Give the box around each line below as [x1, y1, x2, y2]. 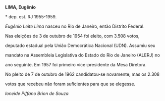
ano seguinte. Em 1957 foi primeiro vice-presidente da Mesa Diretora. [5, 62, 147, 67]
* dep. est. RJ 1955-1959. [5, 14, 57, 19]
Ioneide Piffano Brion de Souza [5, 91, 69, 96]
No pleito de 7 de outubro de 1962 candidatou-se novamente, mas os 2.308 [5, 71, 160, 77]
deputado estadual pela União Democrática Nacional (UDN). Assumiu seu [5, 43, 156, 49]
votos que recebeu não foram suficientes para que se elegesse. [5, 81, 135, 87]
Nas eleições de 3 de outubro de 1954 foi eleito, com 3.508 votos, [5, 33, 140, 39]
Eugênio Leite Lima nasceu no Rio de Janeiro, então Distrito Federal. [5, 23, 145, 29]
